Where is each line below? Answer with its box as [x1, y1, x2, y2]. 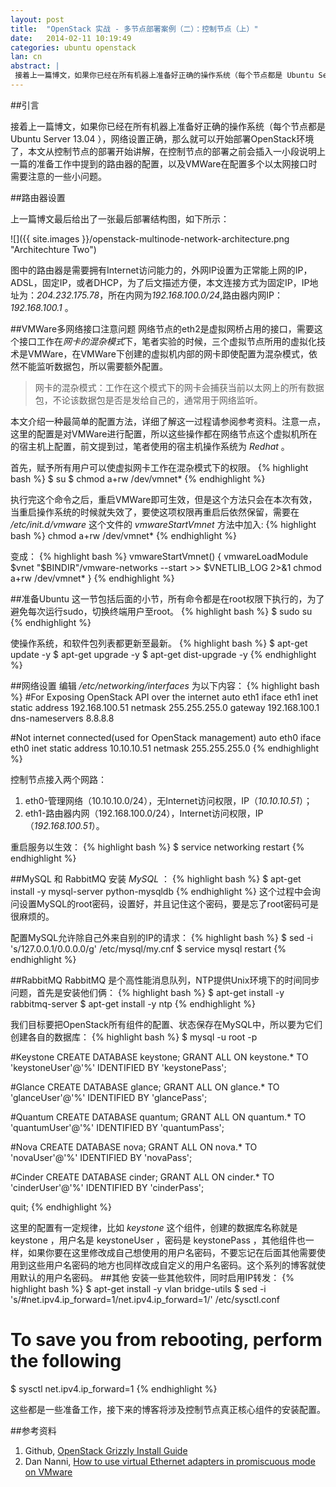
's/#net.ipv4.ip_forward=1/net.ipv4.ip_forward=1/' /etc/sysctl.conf [10, 1293, 280, 1305]
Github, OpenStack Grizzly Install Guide [24, 1444, 188, 1456]
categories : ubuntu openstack [10, 42, 137, 53]
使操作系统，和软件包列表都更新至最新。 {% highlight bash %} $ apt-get [10, 637, 308, 649]
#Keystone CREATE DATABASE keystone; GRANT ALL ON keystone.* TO [10, 1051, 309, 1063]
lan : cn [10, 52, 43, 62]
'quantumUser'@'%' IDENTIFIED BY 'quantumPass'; [10, 1121, 225, 1133]
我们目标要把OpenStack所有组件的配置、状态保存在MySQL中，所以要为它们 [10, 1018, 323, 1030]
